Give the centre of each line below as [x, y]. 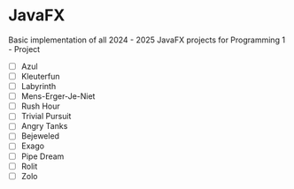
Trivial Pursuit [46, 117]
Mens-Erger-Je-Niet [58, 96]
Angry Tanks [44, 126]
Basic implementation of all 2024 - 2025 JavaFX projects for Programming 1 [147, 40]
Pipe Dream [43, 156]
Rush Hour [41, 106]
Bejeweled [40, 136]
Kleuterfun [40, 76]
